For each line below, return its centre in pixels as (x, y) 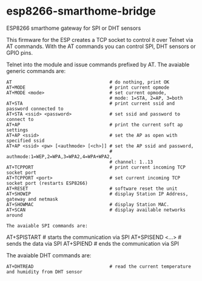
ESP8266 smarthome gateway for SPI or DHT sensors (74, 28)
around (15, 215)
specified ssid (25, 140)
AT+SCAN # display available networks (96, 210)
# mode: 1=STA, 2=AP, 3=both (146, 98)
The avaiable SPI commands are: (47, 226)
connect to (20, 119)
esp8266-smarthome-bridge (81, 11)
